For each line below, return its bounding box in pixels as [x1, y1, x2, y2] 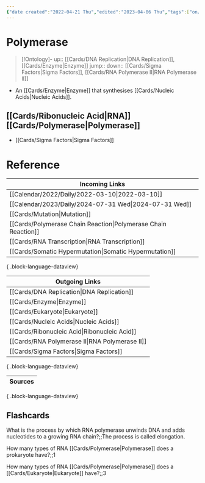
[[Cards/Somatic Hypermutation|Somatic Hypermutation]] [9, 248, 176, 256]
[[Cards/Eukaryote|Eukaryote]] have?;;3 [6, 470, 107, 477]
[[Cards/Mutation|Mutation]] [9, 210, 92, 218]
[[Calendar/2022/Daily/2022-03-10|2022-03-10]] [9, 190, 163, 199]
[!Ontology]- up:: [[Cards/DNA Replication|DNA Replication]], [21, 55, 175, 63]
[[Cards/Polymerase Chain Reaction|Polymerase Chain [9, 220, 167, 229]
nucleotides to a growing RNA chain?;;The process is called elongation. [6, 433, 185, 440]
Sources [9, 377, 35, 386]
